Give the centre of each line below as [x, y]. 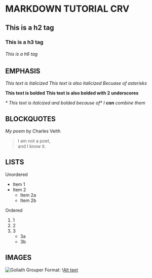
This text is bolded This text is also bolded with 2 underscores [72, 93]
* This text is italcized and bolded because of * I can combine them [75, 103]
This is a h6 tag [22, 54]
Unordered [16, 174]
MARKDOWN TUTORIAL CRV [67, 9]
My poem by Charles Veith [33, 131]
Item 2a [28, 195]
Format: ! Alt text [62, 270]
